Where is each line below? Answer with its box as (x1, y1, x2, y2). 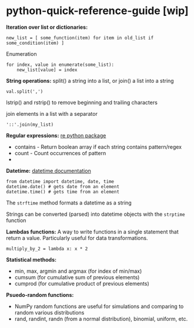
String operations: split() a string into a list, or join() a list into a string (6, 77, 175, 84)
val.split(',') (6, 88, 44, 95)
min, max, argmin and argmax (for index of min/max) (14, 267, 142, 275)
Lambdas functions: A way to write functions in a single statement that (6, 228, 179, 235)
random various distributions (14, 309, 85, 316)
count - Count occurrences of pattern (14, 149, 106, 156)
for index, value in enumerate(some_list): (6, 62, 115, 68)
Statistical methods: (6, 256, 57, 263)
